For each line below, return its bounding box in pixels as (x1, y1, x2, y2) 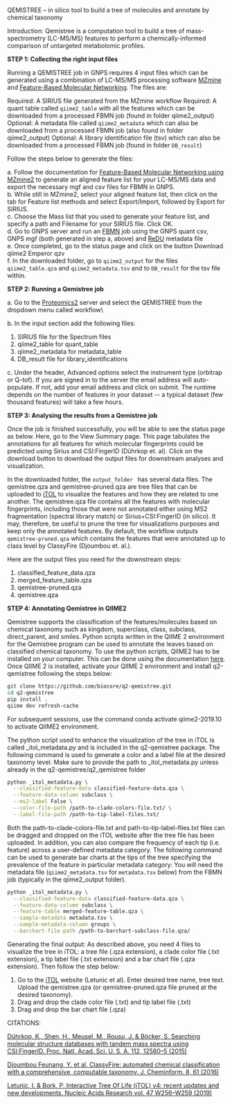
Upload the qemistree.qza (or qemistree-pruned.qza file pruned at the (17, 983, 217, 991)
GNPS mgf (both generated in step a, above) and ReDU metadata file (7, 234, 204, 243)
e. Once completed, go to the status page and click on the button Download (7, 242, 224, 250)
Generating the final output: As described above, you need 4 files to (7, 940, 201, 948)
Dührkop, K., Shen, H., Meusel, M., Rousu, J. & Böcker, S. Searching (7, 1032, 201, 1040)
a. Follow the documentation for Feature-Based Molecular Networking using (7, 168, 224, 176)
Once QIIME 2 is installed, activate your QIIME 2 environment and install (7, 662, 212, 670)
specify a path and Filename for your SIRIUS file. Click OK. (7, 220, 174, 228)
